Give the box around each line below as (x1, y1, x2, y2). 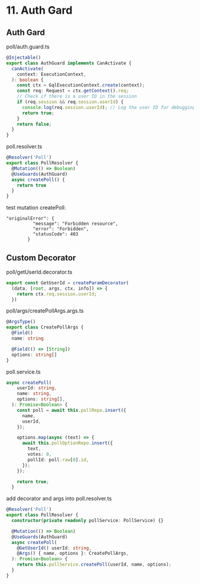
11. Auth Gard (6, 4, 73, 17)
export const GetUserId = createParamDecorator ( (6, 279, 129, 286)
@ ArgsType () (6, 319, 36, 325)
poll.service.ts (6, 368, 41, 375)
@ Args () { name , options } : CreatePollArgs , (17, 551, 129, 557)
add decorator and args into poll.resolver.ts (6, 495, 112, 502)
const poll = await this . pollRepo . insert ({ (17, 407, 127, 413)
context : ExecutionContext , (17, 71, 86, 77)
